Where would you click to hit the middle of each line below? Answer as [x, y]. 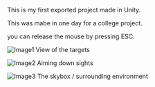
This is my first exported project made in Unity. [74, 10]
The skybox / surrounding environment [93, 76]
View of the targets [63, 50]
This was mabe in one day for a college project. [75, 23]
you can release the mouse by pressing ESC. [71, 36]
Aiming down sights [65, 63]
